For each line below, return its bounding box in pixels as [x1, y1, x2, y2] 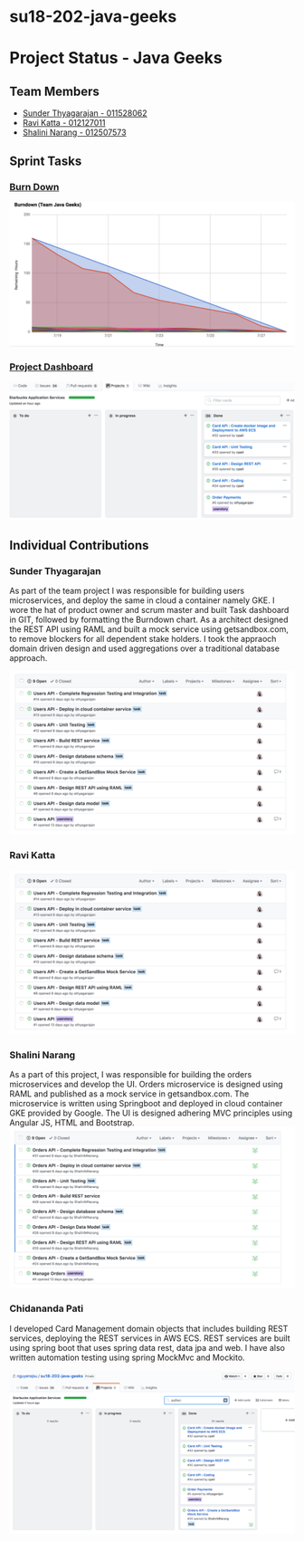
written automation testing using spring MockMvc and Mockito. [9, 1352, 246, 1363]
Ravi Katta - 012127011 [22, 118, 106, 129]
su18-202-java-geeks [9, 6, 177, 27]
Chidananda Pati [9, 1302, 84, 1315]
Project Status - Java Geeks [9, 48, 223, 69]
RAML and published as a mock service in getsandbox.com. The [9, 1088, 250, 1099]
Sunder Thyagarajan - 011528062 [22, 108, 147, 119]
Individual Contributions [9, 537, 149, 553]
